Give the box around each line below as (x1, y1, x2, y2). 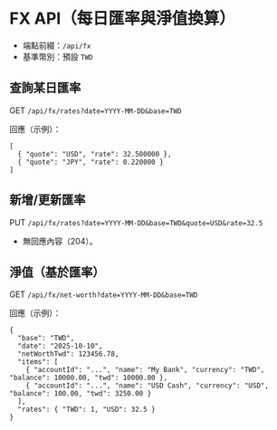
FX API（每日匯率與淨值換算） (9, 8, 235, 29)
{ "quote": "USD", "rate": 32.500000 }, (17, 149, 172, 158)
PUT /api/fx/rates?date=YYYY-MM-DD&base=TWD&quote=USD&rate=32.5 (9, 216, 263, 227)
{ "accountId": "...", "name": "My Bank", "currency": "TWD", (25, 366, 265, 375)
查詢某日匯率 (9, 81, 81, 96)
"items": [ (17, 358, 59, 367)
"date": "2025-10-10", (17, 341, 103, 351)
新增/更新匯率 (9, 192, 86, 208)
